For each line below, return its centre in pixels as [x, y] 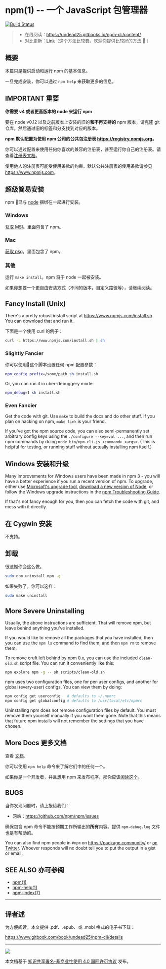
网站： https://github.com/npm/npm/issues [56, 816]
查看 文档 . [15, 756]
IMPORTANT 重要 [32, 99]
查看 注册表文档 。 [22, 155]
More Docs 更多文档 [36, 743]
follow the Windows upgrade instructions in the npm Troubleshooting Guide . [83, 492]
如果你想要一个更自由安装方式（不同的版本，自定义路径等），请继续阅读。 [80, 288]
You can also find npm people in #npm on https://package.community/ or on [82, 842]
